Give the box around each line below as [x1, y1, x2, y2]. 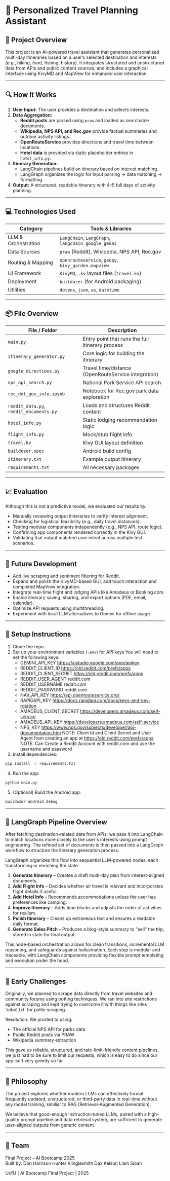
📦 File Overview [5, 309, 59, 318]
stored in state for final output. [12, 932, 76, 938]
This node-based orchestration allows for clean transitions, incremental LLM [5, 941, 164, 947]
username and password [20, 746, 72, 752]
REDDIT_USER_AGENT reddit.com [20, 676, 91, 682]
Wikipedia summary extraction [12, 1037, 77, 1043]
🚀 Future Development [5, 560, 77, 568]
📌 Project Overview [5, 35, 67, 44]
